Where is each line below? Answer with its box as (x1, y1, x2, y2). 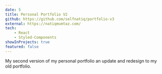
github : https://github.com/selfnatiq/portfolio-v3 (5, 16, 114, 21)
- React (14, 30, 30, 35)
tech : (5, 26, 16, 31)
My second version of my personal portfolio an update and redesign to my (5, 58, 158, 64)
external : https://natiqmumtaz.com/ (5, 21, 81, 26)
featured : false (5, 44, 39, 49)
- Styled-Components (14, 35, 57, 40)
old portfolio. (5, 63, 31, 69)
